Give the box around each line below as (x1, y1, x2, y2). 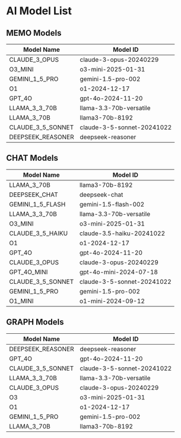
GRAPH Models (6, 317, 64, 327)
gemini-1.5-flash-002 (79, 200, 145, 208)
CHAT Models (6, 153, 58, 163)
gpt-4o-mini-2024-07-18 (79, 268, 158, 276)
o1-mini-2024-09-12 (79, 296, 145, 305)
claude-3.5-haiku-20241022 (79, 229, 166, 237)
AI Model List (6, 4, 72, 18)
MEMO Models (6, 28, 62, 38)
